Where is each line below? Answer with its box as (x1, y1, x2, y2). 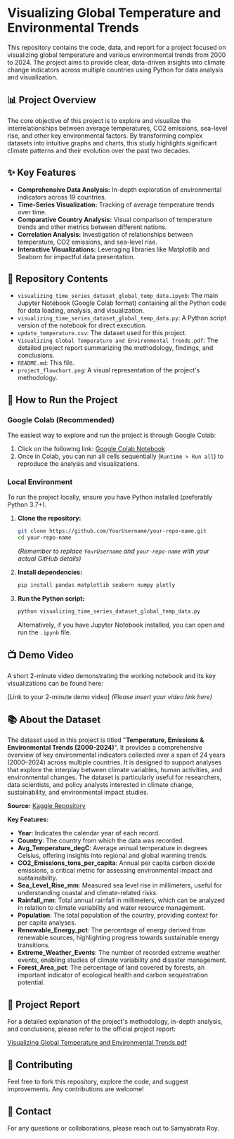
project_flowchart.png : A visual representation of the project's (17, 366, 200, 375)
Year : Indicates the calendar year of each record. (17, 829, 160, 838)
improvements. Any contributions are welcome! (7, 1085, 144, 1093)
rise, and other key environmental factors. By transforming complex (7, 131, 203, 140)
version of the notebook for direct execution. (17, 321, 148, 330)
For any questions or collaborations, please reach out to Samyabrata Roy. (7, 1124, 220, 1132)
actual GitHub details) (17, 554, 82, 563)
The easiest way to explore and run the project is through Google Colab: (7, 431, 216, 440)
